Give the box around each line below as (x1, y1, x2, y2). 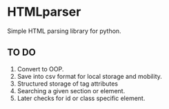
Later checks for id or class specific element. (17, 94, 146, 102)
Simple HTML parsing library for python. (7, 27, 122, 35)
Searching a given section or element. (17, 86, 126, 95)
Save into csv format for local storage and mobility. (17, 72, 162, 80)
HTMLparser (7, 4, 81, 20)
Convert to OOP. (17, 64, 64, 73)
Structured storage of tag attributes (17, 80, 119, 88)
